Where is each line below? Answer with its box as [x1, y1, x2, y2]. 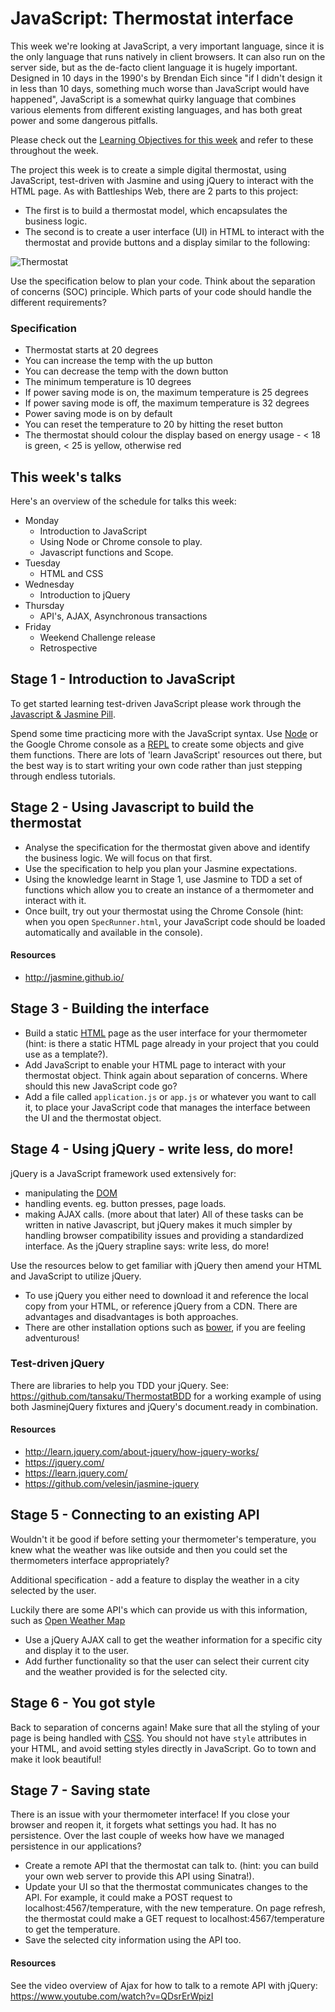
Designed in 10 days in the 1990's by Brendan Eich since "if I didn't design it [10, 72, 323, 84]
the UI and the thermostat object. [24, 1112, 162, 1124]
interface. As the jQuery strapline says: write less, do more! [24, 1240, 270, 1252]
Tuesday [24, 557, 61, 569]
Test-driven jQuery [10, 1357, 105, 1371]
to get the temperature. [24, 1923, 121, 1936]
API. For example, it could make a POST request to [24, 1892, 233, 1904]
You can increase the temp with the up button [24, 355, 213, 367]
